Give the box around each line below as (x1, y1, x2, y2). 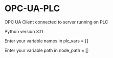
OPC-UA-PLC (4, 3, 60, 14)
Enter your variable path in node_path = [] (4, 47, 89, 53)
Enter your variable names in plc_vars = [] (4, 38, 89, 44)
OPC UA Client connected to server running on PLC (4, 19, 109, 25)
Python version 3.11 (4, 28, 44, 34)
